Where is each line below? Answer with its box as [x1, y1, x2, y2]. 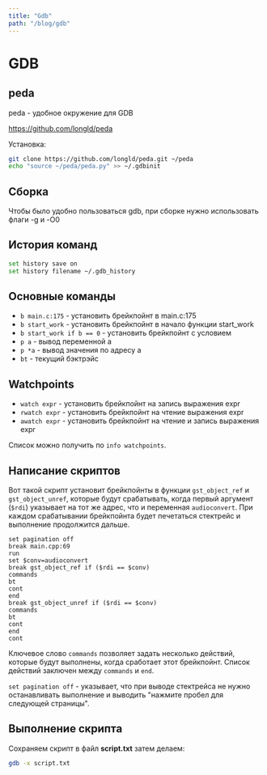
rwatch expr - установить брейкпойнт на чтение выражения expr [19, 408, 244, 417]
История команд [8, 238, 98, 252]
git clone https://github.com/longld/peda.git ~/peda [8, 155, 194, 163]
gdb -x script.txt [8, 759, 70, 767]
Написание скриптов [8, 464, 121, 477]
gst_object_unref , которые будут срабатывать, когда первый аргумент [8, 494, 253, 504]
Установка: [8, 139, 47, 149]
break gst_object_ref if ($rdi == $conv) [8, 564, 150, 572]
